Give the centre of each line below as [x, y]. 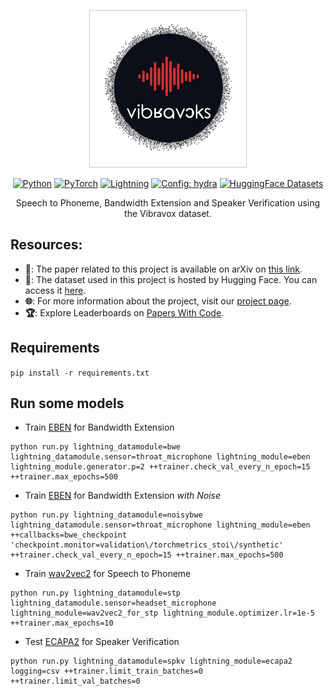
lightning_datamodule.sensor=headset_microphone [113, 603]
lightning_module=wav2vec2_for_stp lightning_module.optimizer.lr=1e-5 [162, 613]
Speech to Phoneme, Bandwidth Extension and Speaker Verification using [168, 203]
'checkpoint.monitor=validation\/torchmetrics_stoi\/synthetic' [147, 545]
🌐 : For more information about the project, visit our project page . [158, 301]
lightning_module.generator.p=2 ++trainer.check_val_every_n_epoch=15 [160, 467]
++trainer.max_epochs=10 [62, 623]
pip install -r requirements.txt [80, 373]
